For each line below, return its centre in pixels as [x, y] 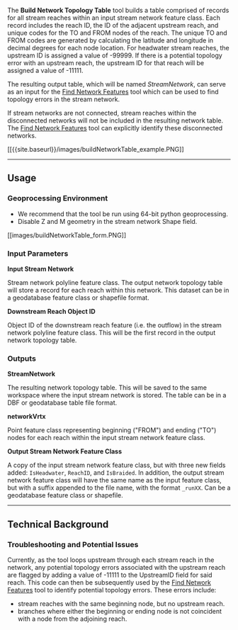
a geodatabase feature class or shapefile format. [79, 298]
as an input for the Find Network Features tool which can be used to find [113, 92]
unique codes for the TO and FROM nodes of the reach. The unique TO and [118, 33]
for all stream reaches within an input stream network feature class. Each [114, 18]
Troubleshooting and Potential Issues [73, 544]
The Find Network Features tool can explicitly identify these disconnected [115, 128]
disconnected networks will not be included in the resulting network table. [115, 120]
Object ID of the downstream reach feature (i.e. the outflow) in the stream [114, 325]
